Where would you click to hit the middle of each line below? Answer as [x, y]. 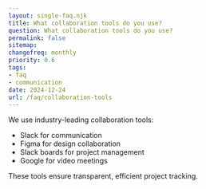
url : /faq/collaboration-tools [60, 97]
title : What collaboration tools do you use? [85, 23]
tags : [17, 68]
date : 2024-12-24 [37, 90]
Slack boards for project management [82, 152]
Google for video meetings [63, 161]
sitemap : [23, 45]
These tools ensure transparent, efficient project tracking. [103, 176]
